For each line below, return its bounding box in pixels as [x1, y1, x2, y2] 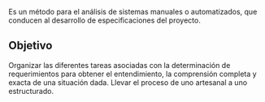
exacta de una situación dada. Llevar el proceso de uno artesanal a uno [8, 77, 248, 87]
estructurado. [8, 86, 54, 96]
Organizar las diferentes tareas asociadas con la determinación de [8, 60, 231, 70]
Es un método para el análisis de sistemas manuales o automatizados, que [8, 7, 258, 16]
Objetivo [8, 39, 53, 53]
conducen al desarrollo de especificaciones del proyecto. [8, 15, 201, 25]
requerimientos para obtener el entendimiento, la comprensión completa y [8, 69, 258, 79]
